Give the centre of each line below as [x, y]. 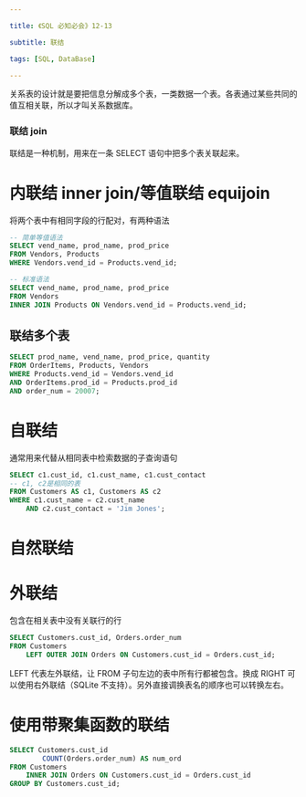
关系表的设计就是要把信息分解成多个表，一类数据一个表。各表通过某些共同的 [153, 94]
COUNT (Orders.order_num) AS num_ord [112, 759]
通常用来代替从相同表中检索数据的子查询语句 [94, 457]
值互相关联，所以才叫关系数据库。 [74, 105]
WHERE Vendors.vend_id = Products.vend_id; [94, 263]
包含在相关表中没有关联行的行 [65, 621]
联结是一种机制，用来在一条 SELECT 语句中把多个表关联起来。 [127, 152]
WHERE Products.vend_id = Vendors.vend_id [91, 374]
